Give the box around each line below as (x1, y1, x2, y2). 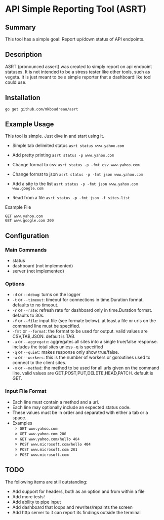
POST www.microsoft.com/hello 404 (19, 442, 91, 447)
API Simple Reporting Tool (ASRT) (5, 3, 147, 15)
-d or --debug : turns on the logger (12, 292, 81, 297)
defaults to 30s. (12, 312, 44, 319)
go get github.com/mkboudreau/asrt (5, 107, 79, 111)
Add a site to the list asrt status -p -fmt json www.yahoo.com (12, 181, 138, 187)
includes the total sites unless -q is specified (12, 344, 103, 350)
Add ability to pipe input (12, 499, 61, 505)
